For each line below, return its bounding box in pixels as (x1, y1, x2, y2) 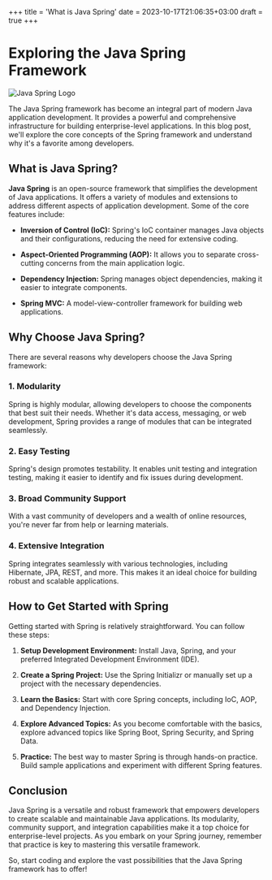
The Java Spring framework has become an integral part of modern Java (8, 103, 253, 113)
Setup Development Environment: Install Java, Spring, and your (19, 645, 237, 655)
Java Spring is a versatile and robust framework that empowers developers (8, 805, 260, 815)
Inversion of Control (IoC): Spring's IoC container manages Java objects (19, 225, 265, 235)
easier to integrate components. (19, 282, 127, 292)
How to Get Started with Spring (8, 600, 169, 613)
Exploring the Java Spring (8, 44, 187, 63)
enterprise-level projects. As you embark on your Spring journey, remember (8, 831, 262, 841)
